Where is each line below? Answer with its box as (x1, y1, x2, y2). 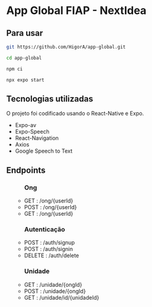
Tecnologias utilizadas (6, 94, 93, 104)
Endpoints (6, 165, 46, 175)
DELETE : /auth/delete (24, 252, 79, 259)
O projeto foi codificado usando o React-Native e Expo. (6, 110, 144, 117)
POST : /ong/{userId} (24, 204, 78, 210)
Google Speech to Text (15, 147, 73, 155)
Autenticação (24, 225, 65, 233)
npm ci (6, 66, 23, 72)
